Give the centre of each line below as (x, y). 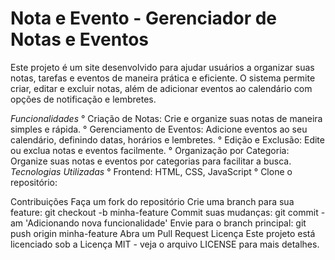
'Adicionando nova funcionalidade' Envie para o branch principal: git (166, 223)
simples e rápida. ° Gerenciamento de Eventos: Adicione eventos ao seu (159, 129)
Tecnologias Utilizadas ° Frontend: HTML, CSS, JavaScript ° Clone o (151, 171)
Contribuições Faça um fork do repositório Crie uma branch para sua (152, 201)
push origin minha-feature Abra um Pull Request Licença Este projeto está (163, 233)
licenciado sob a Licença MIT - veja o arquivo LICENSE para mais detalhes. (165, 244)
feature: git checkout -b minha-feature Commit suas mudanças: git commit (164, 212)
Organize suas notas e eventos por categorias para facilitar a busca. (151, 161)
